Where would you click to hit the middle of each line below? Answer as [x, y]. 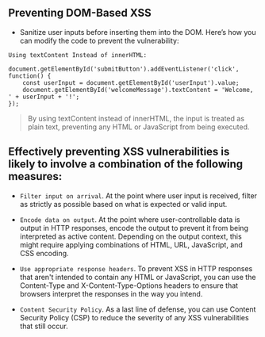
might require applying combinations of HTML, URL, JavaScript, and [131, 244]
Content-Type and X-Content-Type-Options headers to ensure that [129, 285]
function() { [30, 76]
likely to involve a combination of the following [126, 165]
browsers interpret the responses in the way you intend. [111, 293]
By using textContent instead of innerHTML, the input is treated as [136, 118]
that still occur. [44, 326]
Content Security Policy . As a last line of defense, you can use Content [138, 309]
